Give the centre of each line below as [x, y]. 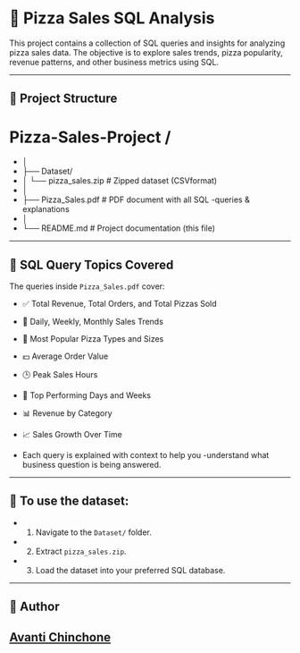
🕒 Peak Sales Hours [60, 375]
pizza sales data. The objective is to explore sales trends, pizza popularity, [146, 52]
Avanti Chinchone [60, 637]
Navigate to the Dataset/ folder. [93, 532]
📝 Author [34, 607]
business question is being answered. [92, 465]
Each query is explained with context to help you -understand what [146, 455]
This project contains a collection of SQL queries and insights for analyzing [147, 43]
